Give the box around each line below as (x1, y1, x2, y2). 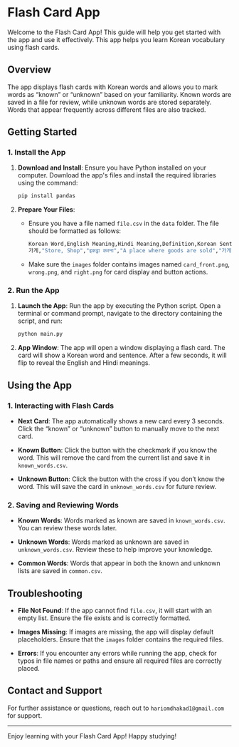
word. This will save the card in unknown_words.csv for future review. (17, 482, 217, 490)
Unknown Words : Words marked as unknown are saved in (17, 537, 189, 546)
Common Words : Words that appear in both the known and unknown (17, 559, 221, 567)
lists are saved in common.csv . (17, 567, 103, 575)
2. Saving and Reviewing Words (7, 500, 119, 510)
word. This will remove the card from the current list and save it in (17, 453, 211, 462)
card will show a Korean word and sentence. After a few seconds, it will (17, 351, 227, 360)
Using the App (7, 379, 73, 391)
